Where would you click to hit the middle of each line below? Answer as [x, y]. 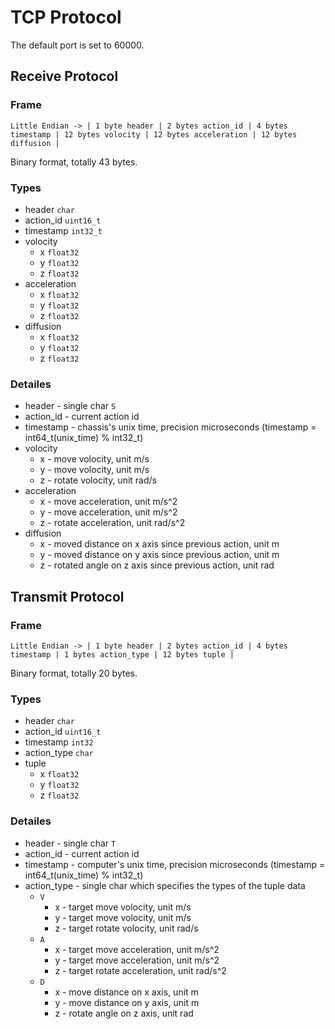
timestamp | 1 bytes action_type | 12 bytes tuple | [122, 654]
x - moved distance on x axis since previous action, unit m [159, 544]
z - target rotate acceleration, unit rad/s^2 [140, 970]
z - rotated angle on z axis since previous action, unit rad [157, 565]
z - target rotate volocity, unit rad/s [126, 928]
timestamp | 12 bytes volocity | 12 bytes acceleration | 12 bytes [154, 134]
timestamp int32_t [63, 230]
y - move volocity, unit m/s [94, 470]
